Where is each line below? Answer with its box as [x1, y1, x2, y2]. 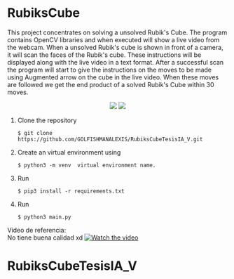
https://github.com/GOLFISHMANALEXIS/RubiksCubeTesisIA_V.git [17, 136, 203, 143]
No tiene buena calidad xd [7, 233, 83, 242]
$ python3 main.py [17, 213, 71, 221]
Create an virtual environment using [17, 148, 121, 156]
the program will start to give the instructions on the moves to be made [7, 65, 212, 74]
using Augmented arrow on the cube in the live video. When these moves [7, 72, 219, 82]
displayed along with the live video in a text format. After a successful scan [7, 58, 224, 66]
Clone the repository [17, 116, 77, 124]
